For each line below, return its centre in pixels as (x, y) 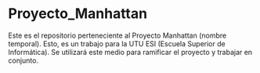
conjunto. (23, 60)
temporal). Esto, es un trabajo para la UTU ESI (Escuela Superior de (117, 43)
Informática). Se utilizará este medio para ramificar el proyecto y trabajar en (130, 52)
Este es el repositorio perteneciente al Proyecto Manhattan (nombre (117, 35)
